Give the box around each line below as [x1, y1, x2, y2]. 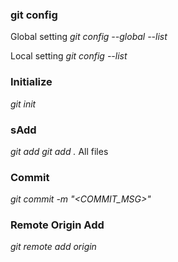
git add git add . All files [10, 145, 109, 157]
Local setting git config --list [10, 50, 128, 62]
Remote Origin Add [10, 218, 105, 232]
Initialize [10, 75, 53, 89]
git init [10, 98, 37, 110]
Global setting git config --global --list [10, 31, 168, 43]
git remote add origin [10, 241, 97, 253]
